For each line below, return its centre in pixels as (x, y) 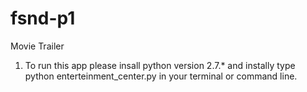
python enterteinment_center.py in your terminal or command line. (161, 76)
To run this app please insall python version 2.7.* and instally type (160, 65)
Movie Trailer (37, 46)
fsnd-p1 (43, 18)
